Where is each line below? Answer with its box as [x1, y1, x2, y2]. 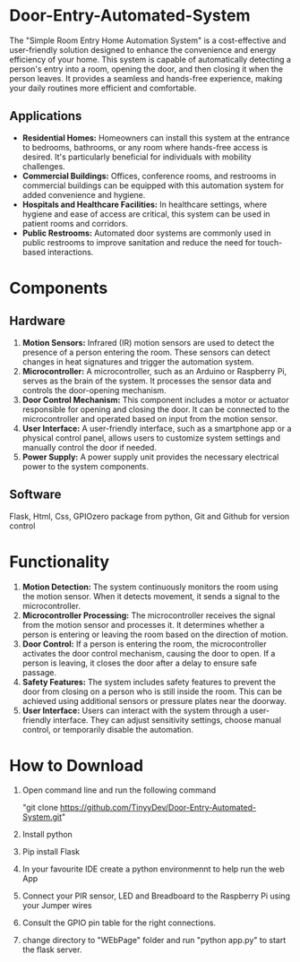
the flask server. [21, 944, 82, 955]
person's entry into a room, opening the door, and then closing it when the [9, 64, 284, 74]
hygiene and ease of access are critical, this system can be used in [21, 208, 270, 219]
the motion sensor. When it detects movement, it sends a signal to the [21, 590, 280, 601]
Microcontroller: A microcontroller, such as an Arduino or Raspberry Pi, [21, 365, 287, 376]
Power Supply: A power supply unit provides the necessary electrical [21, 451, 279, 462]
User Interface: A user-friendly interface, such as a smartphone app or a [21, 423, 292, 434]
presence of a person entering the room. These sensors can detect [21, 347, 270, 357]
